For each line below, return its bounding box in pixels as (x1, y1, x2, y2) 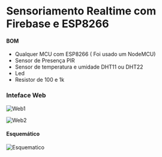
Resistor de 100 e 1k (14, 76, 65, 84)
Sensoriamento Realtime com (6, 4, 157, 18)
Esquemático (6, 131, 40, 138)
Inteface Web (6, 91, 46, 100)
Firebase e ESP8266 (6, 17, 109, 31)
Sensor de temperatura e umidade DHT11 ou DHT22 (14, 63, 143, 70)
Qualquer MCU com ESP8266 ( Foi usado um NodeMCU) (14, 51, 156, 58)
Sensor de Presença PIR (14, 57, 75, 64)
